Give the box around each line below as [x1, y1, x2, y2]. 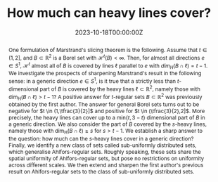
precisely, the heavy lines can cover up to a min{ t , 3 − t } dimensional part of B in [8, 114, 205, 122]
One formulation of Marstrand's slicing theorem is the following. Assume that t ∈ [8, 46, 207, 53]
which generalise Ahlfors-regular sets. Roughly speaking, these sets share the [8, 148, 201, 155]
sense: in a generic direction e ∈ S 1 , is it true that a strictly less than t [8, 76, 179, 85]
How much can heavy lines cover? [7, 5, 211, 21]
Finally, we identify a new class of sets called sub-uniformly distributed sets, [8, 141, 197, 149]
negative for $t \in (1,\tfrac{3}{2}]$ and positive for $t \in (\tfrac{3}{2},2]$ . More [8, 108, 205, 115]
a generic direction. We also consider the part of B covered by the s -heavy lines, [8, 121, 207, 128]
